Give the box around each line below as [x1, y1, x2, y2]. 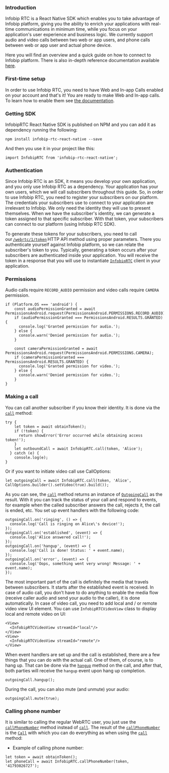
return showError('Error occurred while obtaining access [18, 433, 143, 438]
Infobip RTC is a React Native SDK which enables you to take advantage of [5, 16, 160, 22]
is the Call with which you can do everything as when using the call [5, 730, 147, 736]
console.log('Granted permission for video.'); [18, 364, 121, 369]
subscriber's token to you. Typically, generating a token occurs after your [5, 247, 157, 253]
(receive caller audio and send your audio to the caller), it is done [5, 595, 140, 601]
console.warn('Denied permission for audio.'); [18, 333, 121, 338]
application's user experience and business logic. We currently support [5, 32, 153, 38]
